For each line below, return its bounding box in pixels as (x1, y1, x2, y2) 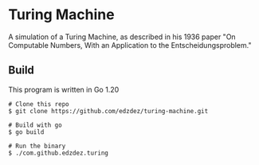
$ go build (8, 128, 45, 136)
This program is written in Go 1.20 (8, 84, 120, 94)
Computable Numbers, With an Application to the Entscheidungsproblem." (8, 40, 252, 49)
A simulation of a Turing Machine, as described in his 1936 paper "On (8, 32, 237, 41)
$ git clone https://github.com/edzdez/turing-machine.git (8, 107, 209, 115)
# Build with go (8, 121, 62, 129)
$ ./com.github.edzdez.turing (8, 149, 109, 157)
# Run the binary (8, 142, 66, 150)
